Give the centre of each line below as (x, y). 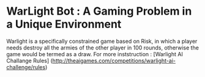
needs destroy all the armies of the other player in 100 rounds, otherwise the (102, 48)
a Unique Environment (64, 24)
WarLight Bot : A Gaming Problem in (99, 11)
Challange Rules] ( (30, 61)
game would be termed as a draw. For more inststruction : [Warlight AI (95, 54)
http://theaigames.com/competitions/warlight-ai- (114, 61)
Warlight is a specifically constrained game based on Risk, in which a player (102, 41)
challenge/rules (26, 67)
